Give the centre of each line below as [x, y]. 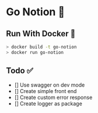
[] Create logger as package [48, 103]
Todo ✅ [20, 71]
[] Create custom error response [53, 97]
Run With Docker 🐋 [41, 34]
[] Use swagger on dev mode [50, 85]
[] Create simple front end [45, 91]
